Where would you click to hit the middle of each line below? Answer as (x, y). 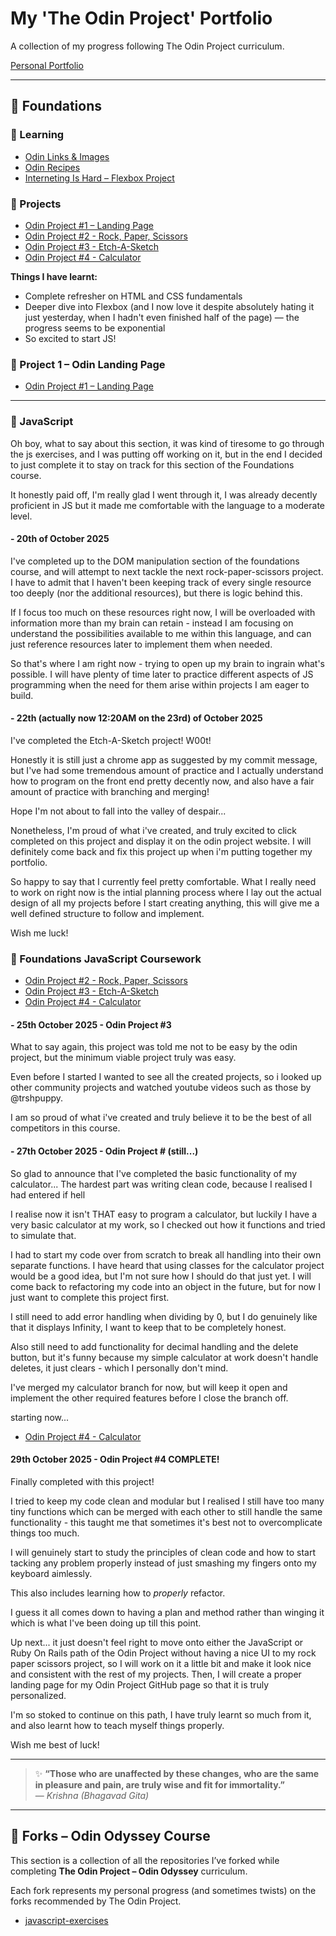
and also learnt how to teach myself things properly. (117, 1725)
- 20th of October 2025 (60, 539)
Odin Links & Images (67, 156)
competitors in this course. (65, 1128)
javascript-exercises (66, 1920)
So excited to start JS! (70, 338)
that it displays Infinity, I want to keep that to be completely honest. (148, 1327)
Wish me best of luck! (55, 1744)
